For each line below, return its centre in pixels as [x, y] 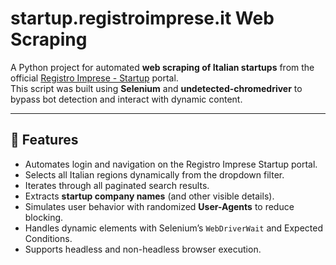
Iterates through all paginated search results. [117, 185]
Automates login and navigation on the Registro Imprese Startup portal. [171, 164]
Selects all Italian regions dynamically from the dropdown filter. [154, 174]
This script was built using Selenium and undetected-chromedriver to [156, 88]
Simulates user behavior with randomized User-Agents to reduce [159, 206]
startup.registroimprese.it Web [142, 18]
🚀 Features [44, 140]
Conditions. [48, 238]
